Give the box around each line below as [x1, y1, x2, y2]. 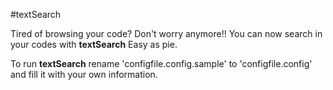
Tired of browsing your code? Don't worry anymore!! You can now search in [10, 28, 323, 39]
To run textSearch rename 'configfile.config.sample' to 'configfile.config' [10, 58, 313, 69]
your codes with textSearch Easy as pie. [10, 39, 178, 50]
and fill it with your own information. [10, 69, 158, 80]
